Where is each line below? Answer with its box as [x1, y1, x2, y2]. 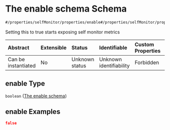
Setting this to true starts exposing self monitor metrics [5, 29, 120, 35]
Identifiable [99, 44, 127, 51]
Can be [8, 56, 25, 63]
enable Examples [5, 107, 61, 116]
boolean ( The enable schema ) [5, 93, 67, 99]
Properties [135, 47, 161, 54]
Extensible [40, 44, 67, 51]
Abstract [8, 44, 29, 51]
